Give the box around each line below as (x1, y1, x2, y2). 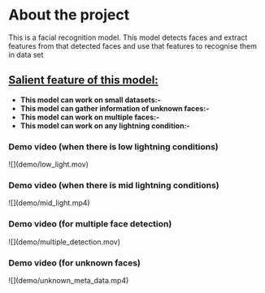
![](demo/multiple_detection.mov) (8, 237, 120, 247)
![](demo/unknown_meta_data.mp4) (8, 275, 129, 285)
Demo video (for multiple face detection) (8, 218, 172, 230)
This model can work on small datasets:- (20, 95, 161, 105)
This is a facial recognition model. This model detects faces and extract (8, 32, 248, 42)
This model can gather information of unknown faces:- (20, 103, 210, 113)
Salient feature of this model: (8, 73, 159, 87)
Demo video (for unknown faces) (8, 257, 141, 269)
